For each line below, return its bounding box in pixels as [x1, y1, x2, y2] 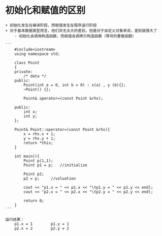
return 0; [23, 198, 44, 203]
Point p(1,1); [23, 158, 53, 163]
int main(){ [14, 154, 40, 159]
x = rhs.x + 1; [23, 131, 56, 136]
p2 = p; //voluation [23, 176, 76, 181]
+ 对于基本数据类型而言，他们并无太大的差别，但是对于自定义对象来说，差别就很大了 [5, 28, 157, 33]
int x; [23, 109, 38, 114]
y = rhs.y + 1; [23, 136, 56, 141]
